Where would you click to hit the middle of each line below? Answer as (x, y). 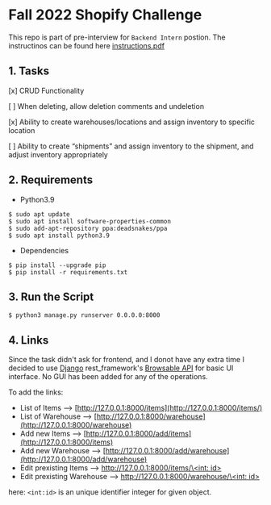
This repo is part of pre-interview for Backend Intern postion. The (117, 37)
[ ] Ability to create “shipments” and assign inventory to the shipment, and (131, 146)
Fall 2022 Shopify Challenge (105, 15)
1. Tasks (29, 71)
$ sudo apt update (39, 214)
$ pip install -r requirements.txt (68, 272)
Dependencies (44, 250)
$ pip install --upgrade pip (57, 265)
